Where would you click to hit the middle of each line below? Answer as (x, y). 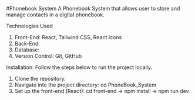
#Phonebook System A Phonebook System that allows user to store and (93, 8)
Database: (27, 50)
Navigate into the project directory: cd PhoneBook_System (85, 85)
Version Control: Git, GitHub (48, 56)
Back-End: (27, 44)
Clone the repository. (40, 79)
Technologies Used (29, 26)
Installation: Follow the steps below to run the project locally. (79, 67)
